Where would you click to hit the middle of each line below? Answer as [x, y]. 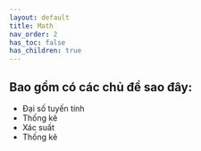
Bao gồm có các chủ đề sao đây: [101, 87]
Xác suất [38, 127]
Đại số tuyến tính [53, 108]
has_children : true [46, 51]
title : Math [31, 26]
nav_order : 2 [33, 34]
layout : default [39, 17]
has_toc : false [38, 42]
